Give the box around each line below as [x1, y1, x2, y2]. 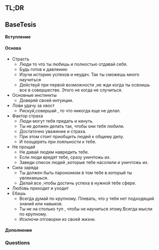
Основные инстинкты [12, 92, 57, 98]
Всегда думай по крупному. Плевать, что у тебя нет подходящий [19, 196, 154, 201]
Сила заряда [12, 164, 39, 170]
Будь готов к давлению [19, 66, 68, 72]
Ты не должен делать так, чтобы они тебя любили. [19, 123, 125, 129]
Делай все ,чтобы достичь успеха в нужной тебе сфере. [19, 180, 137, 186]
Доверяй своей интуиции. [19, 97, 74, 103]
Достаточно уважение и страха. [19, 128, 86, 134]
